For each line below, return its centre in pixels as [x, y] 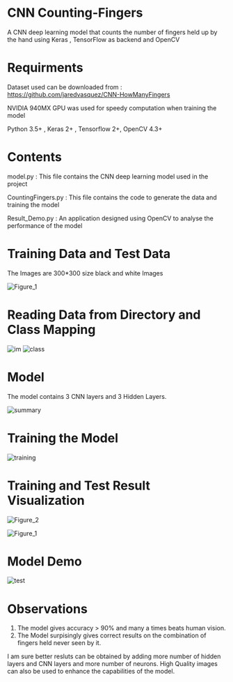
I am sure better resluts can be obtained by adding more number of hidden [114, 656]
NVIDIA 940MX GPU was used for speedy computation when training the [112, 108]
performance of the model [45, 225]
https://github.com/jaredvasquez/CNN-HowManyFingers [89, 94]
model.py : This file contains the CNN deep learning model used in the [108, 176]
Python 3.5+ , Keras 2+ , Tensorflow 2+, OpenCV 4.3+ [85, 129]
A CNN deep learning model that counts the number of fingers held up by [112, 32]
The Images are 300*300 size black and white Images [85, 273]
